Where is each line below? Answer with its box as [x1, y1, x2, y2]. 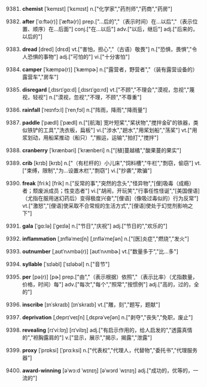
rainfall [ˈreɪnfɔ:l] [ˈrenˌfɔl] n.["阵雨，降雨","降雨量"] [22, 107, 148, 113]
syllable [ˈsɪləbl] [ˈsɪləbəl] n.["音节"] [22, 261, 110, 268]
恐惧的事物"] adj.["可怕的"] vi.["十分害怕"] [27, 53, 130, 60]
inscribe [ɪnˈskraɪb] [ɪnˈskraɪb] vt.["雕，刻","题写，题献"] [22, 301, 160, 308]
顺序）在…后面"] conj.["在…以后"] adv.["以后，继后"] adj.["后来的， [32, 26, 199, 32]
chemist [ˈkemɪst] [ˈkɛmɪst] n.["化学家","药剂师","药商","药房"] [22, 5, 173, 12]
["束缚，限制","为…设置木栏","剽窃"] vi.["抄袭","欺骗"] [22, 167, 152, 174]
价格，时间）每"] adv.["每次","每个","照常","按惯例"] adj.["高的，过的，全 [22, 281, 200, 288]
